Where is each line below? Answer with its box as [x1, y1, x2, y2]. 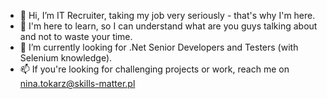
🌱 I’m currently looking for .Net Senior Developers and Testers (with [19, 41, 299, 53]
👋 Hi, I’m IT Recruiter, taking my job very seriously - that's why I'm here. [19, 10, 316, 21]
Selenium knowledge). [19, 52, 113, 64]
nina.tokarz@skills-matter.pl [19, 78, 136, 89]
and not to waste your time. [19, 31, 133, 42]
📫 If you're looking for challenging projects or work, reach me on [19, 63, 290, 75]
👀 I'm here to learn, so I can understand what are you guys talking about [19, 20, 318, 32]
